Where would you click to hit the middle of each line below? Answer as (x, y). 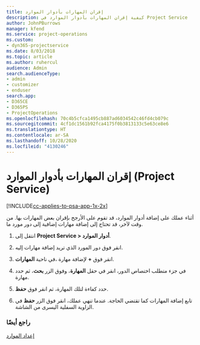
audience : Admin (27, 68)
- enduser (19, 90)
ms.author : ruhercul (32, 62)
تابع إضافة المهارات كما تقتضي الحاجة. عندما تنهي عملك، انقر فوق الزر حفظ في (103, 300)
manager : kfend (25, 29)
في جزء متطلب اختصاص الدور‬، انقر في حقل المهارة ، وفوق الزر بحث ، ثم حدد (100, 271)
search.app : (21, 96)
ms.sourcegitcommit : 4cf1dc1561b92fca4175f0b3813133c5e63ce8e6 (88, 124)
